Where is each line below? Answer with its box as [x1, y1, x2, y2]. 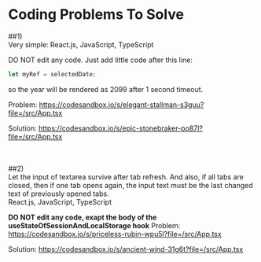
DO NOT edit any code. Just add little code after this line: [8, 55, 193, 65]
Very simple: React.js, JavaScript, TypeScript [8, 39, 154, 49]
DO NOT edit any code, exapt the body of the [8, 212, 157, 222]
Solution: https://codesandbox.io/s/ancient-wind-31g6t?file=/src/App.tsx [8, 244, 244, 253]
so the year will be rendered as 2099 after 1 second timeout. [8, 84, 204, 94]
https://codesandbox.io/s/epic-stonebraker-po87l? [38, 124, 203, 133]
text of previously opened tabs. [8, 189, 109, 198]
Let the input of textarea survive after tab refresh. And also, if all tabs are [8, 172, 244, 182]
